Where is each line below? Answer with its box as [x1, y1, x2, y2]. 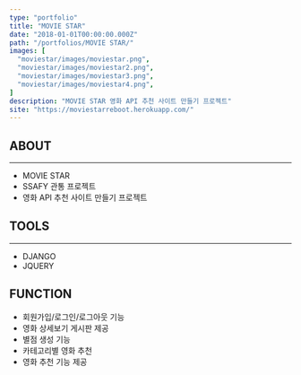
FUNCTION [9, 286, 73, 301]
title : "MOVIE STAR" [9, 22, 87, 31]
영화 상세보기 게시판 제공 [21, 322, 109, 333]
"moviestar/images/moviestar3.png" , [17, 72, 154, 81]
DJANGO [21, 250, 56, 261]
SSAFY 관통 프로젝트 [21, 181, 97, 192]
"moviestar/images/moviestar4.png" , [17, 80, 154, 89]
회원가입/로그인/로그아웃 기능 [21, 311, 125, 322]
